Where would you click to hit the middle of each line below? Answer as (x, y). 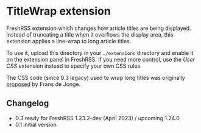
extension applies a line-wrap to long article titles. (69, 41)
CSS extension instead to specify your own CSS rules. (74, 66)
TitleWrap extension (58, 11)
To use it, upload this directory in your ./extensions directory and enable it (100, 52)
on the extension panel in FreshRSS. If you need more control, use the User (101, 59)
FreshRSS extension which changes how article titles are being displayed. (99, 28)
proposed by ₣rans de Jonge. (44, 84)
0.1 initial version (36, 124)
